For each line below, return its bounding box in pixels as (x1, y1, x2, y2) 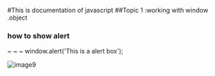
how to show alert (7, 31, 70, 41)
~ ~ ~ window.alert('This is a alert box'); (7, 47, 123, 56)
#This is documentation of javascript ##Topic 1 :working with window (7, 6, 209, 14)
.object (7, 13, 28, 22)
